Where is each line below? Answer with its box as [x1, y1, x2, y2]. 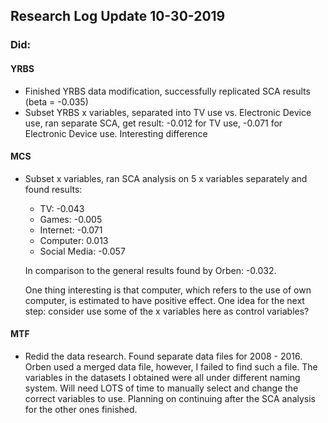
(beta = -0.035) [24, 95, 89, 108]
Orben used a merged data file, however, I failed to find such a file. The [24, 360, 318, 373]
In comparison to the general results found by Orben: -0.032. [24, 264, 277, 276]
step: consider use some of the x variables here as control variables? [24, 305, 310, 317]
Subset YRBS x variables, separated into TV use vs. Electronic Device [24, 106, 312, 118]
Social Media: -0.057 [39, 245, 126, 257]
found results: [24, 183, 83, 195]
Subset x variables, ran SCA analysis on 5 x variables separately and [24, 172, 308, 184]
